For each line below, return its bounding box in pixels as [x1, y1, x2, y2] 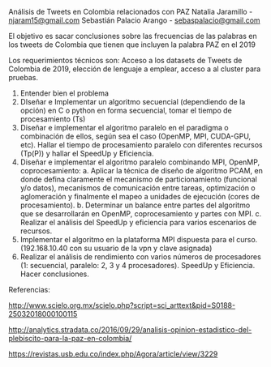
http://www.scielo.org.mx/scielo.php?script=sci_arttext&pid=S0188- [8, 301, 236, 310]
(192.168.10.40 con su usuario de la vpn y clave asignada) [19, 243, 213, 253]
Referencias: [8, 285, 51, 294]
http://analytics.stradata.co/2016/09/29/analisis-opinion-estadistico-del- [8, 325, 252, 335]
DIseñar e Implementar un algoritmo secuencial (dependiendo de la [19, 97, 246, 106]
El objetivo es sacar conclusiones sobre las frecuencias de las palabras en [8, 32, 257, 41]
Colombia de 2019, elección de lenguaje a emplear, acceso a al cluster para [8, 64, 261, 74]
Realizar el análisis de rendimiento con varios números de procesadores [19, 252, 261, 262]
